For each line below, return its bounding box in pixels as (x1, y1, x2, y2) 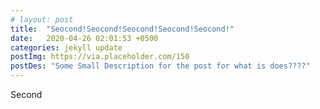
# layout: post (10, 14, 74, 25)
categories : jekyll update (10, 42, 123, 53)
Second (10, 89, 43, 100)
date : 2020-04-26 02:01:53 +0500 (10, 33, 159, 43)
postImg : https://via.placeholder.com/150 (10, 52, 190, 62)
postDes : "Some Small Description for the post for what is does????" (10, 61, 311, 71)
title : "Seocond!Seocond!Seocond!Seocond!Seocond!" (10, 24, 235, 34)
